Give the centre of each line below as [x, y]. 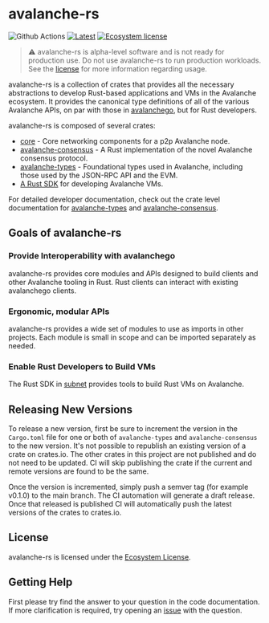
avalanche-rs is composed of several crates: [82, 125]
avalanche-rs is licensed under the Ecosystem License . [100, 557]
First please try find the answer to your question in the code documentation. [134, 601]
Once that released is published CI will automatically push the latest [120, 504]
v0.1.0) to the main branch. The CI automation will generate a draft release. [132, 495]
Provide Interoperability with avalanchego [92, 256]
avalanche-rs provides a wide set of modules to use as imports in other [126, 328]
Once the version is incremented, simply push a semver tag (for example [128, 487]
